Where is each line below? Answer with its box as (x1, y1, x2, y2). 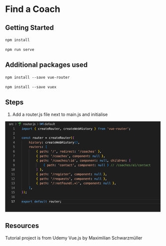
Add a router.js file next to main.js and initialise (12, 111, 108, 117)
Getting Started (5, 23, 54, 32)
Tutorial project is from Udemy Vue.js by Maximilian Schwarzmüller (5, 235, 143, 241)
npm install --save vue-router (5, 75, 70, 80)
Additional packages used (5, 61, 88, 69)
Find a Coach (5, 3, 61, 15)
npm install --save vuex (5, 84, 57, 89)
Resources (5, 222, 39, 230)
